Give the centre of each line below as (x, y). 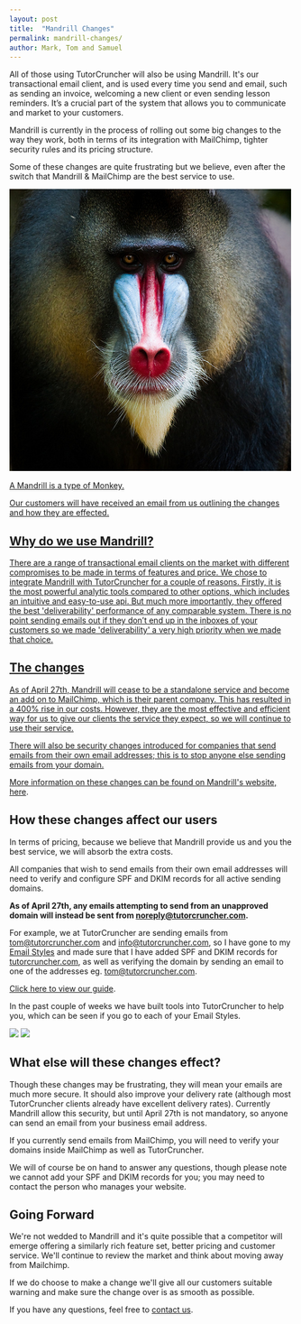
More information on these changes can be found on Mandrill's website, (143, 782)
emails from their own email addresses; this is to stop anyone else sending (148, 755)
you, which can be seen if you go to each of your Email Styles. (125, 1015)
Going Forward (52, 1214)
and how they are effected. (59, 513)
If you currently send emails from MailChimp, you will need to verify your (144, 1140)
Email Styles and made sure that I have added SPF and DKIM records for (143, 951)
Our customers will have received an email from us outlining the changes (145, 503)
